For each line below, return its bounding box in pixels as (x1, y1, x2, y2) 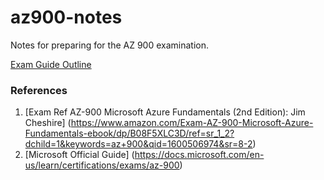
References (10, 83, 68, 97)
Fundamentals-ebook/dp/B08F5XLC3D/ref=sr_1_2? (24, 127, 235, 140)
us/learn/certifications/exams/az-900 (24, 159, 180, 171)
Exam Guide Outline (10, 58, 92, 70)
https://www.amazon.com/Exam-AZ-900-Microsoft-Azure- (70, 117, 314, 129)
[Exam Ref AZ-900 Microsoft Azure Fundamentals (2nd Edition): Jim (24, 106, 306, 118)
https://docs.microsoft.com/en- (134, 149, 265, 161)
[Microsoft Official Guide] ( (24, 149, 135, 161)
